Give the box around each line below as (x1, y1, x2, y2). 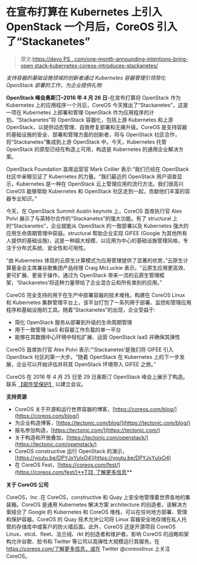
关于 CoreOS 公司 (6, 481, 49, 488)
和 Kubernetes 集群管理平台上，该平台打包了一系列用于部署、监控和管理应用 (6, 299, 192, 306)
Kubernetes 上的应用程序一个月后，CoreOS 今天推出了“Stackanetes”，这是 (6, 101, 189, 108)
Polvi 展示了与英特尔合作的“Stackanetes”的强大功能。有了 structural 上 (6, 214, 178, 222)
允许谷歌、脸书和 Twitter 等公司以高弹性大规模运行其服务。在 (11, 537, 160, 545)
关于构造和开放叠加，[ (14, 434, 69, 441)
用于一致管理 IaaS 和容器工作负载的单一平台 (14, 326, 122, 333)
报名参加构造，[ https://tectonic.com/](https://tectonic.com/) (14, 427, 161, 434)
